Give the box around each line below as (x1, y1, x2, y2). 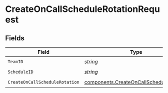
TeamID (7, 59, 23, 64)
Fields (5, 34, 25, 42)
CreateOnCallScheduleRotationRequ (5, 3, 160, 15)
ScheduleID (7, 69, 33, 75)
